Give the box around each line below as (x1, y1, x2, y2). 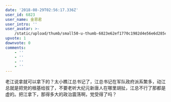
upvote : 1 (5, 36, 26, 41)
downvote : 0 (5, 41, 31, 46)
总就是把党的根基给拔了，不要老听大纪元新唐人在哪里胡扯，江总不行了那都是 (5, 85, 166, 91)
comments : (5, 45, 26, 50)
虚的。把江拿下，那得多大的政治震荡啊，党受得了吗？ (5, 91, 117, 97)
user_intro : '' (5, 21, 38, 27)
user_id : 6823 (5, 12, 36, 17)
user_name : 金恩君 (5, 17, 42, 22)
